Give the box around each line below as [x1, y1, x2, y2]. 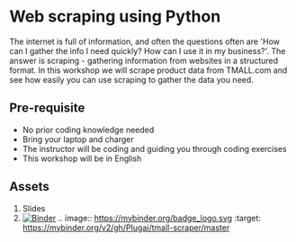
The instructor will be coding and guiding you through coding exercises [22, 143, 287, 154]
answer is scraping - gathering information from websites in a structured [9, 55, 279, 66]
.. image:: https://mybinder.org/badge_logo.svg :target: [58, 212, 261, 223]
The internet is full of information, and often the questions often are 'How [9, 36, 281, 47]
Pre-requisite [9, 101, 85, 116]
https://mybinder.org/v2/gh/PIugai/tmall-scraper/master [22, 222, 230, 233]
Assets [9, 179, 49, 194]
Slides [22, 202, 46, 213]
